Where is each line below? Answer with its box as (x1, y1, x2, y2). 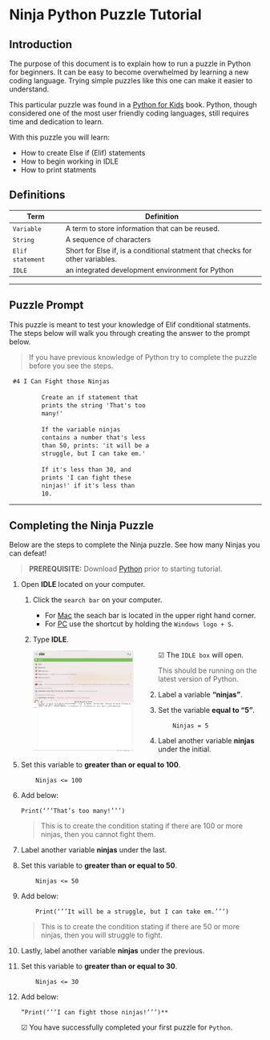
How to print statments (20, 165, 97, 174)
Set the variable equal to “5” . (158, 706, 256, 715)
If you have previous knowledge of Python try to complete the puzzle (28, 352, 257, 362)
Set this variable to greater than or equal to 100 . (20, 760, 181, 770)
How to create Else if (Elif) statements (20, 148, 146, 157)
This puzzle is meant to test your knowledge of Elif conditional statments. (9, 319, 252, 330)
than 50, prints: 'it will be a (41, 441, 150, 450)
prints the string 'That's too (41, 401, 147, 410)
